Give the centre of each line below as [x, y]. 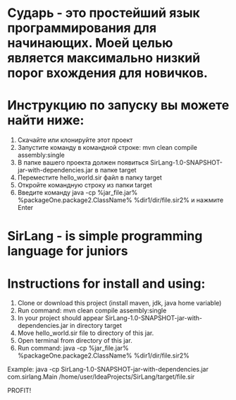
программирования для [82, 28]
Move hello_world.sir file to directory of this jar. [86, 333]
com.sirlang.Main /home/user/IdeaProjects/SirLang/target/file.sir [101, 377]
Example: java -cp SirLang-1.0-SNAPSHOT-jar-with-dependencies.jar [108, 370]
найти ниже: [46, 120]
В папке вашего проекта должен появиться [83, 163]
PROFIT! [19, 391]
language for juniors [68, 251]
